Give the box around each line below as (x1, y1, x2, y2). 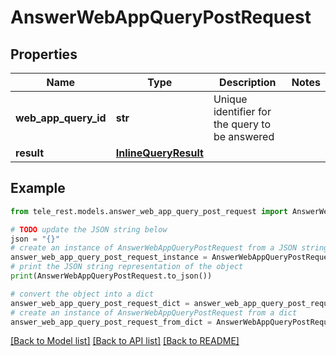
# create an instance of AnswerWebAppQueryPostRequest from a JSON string (10, 243, 329, 253)
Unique (213, 92, 248, 106)
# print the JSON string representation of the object (10, 262, 244, 272)
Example (10, 180, 66, 197)
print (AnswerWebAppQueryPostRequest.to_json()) (10, 271, 213, 281)
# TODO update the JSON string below (10, 224, 168, 235)
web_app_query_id (15, 111, 107, 125)
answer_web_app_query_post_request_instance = (10, 252, 208, 263)
